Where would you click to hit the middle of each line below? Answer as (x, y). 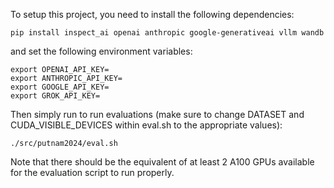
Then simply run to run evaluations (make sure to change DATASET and (157, 114)
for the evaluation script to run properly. (92, 172)
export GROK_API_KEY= (55, 96)
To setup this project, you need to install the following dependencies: (152, 14)
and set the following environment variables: (101, 51)
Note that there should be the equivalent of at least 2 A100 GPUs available (162, 162)
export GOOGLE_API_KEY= (60, 87)
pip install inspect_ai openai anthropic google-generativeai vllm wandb (167, 33)
